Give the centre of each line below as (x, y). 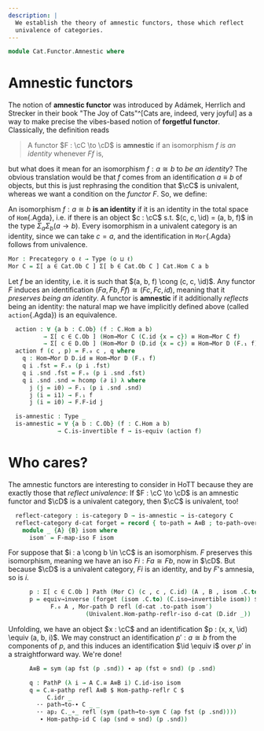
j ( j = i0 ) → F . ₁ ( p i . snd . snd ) (86, 388)
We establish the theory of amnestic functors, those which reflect (130, 23)
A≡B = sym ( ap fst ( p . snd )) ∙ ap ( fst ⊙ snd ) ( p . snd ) (122, 668)
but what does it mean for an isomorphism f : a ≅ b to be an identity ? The (128, 169)
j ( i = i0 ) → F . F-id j (66, 402)
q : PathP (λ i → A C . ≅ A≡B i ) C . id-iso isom (104, 683)
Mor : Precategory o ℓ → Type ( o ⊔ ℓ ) (71, 259)
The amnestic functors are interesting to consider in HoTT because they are (131, 484)
